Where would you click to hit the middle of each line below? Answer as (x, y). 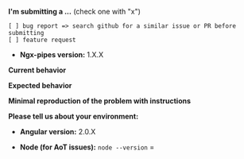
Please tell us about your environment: (74, 116)
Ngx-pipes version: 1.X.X (62, 54)
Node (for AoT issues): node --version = (87, 147)
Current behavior (37, 70)
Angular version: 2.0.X (58, 132)
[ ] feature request (43, 40)
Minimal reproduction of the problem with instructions (100, 101)
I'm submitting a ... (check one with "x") (75, 12)
